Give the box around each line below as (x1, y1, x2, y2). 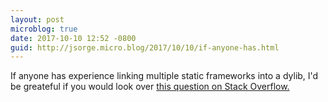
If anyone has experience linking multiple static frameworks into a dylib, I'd (10, 70, 319, 82)
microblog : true (10, 24, 78, 34)
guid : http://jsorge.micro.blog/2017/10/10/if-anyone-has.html (10, 42, 280, 53)
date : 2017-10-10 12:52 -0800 (10, 33, 137, 43)
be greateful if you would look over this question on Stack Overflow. (10, 81, 290, 93)
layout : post (10, 14, 65, 25)
